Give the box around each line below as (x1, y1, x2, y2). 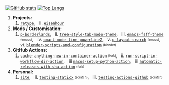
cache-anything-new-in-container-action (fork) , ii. (20, 52, 125, 59)
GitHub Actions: (12, 47, 47, 53)
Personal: (12, 69, 34, 75)
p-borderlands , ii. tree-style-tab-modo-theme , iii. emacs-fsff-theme (20, 31, 164, 37)
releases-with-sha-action (20, 64, 75, 69)
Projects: (12, 15, 32, 20)
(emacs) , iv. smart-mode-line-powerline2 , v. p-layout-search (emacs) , (20, 36, 161, 42)
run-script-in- (125, 53, 158, 59)
